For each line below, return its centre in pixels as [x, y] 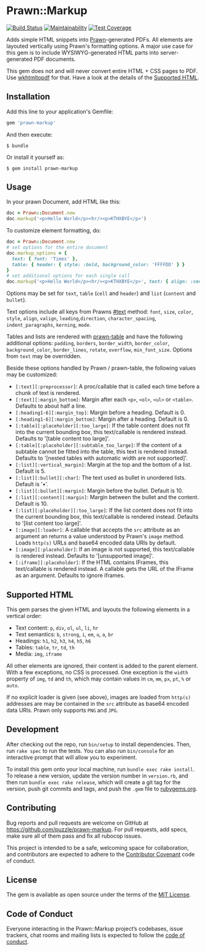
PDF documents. [55, 59]
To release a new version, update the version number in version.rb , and [97, 776]
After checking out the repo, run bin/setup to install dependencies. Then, [99, 744]
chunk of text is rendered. [48, 393]
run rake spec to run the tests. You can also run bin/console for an [90, 750]
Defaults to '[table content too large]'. [63, 438]
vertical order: [24, 616]
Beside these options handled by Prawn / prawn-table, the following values [101, 368]
